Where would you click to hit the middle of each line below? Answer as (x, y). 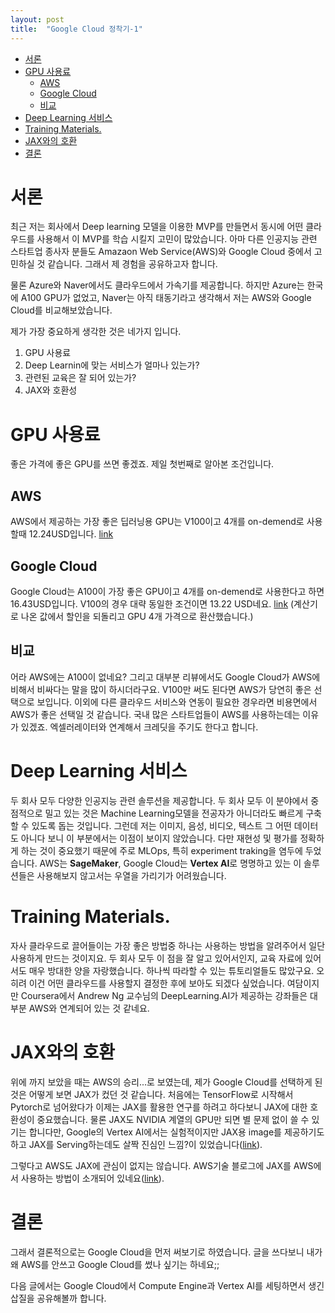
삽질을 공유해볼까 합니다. (58, 1298)
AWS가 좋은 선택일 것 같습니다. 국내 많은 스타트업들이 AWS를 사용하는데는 (155, 714)
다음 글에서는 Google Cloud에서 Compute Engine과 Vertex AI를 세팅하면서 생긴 (167, 1285)
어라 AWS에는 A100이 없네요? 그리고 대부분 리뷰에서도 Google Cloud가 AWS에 (165, 677)
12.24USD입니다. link (71, 534)
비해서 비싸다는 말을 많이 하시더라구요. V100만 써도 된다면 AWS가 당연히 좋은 (161, 689)
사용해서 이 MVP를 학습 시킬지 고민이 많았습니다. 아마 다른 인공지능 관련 (177, 239)
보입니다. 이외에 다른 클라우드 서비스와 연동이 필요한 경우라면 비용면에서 (177, 702)
